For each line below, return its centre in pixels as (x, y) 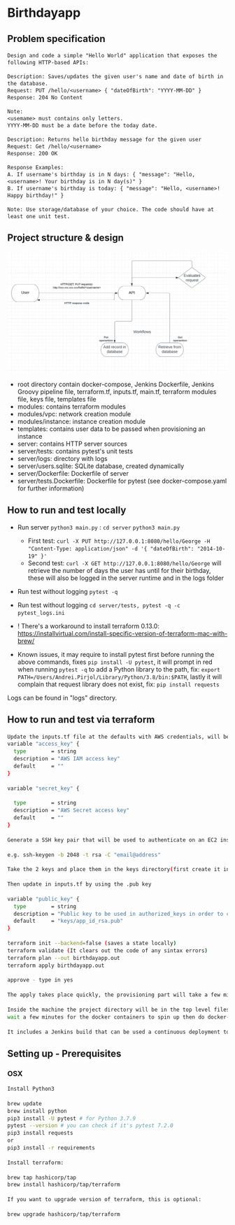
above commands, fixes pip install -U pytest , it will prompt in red (115, 662)
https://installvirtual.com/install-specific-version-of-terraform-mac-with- (122, 633)
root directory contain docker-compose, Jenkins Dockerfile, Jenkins (116, 384)
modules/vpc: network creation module (74, 413)
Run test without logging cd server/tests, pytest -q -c (99, 605)
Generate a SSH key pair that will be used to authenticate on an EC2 (112, 840)
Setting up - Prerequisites (64, 1053)
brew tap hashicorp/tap (42, 1177)
